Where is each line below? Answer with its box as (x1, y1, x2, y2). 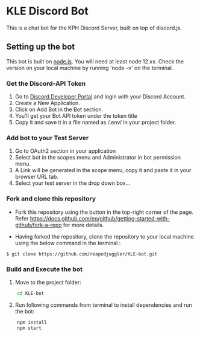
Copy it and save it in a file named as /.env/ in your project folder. (14, 119, 177, 126)
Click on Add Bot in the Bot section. (14, 106, 104, 113)
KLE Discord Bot (6, 4, 89, 18)
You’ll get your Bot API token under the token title (14, 112, 137, 120)
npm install (17, 319, 47, 326)
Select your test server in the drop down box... (14, 179, 131, 187)
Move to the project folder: (14, 278, 81, 286)
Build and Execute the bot (6, 265, 83, 273)
